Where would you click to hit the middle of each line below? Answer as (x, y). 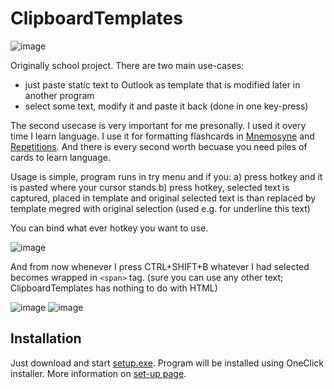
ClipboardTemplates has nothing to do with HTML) (114, 288)
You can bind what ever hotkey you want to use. (109, 228)
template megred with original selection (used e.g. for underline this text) (160, 208)
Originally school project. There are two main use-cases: (127, 65)
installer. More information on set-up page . (98, 373)
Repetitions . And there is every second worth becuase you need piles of (159, 146)
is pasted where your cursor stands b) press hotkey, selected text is (150, 187)
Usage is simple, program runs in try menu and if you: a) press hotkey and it (166, 176)
